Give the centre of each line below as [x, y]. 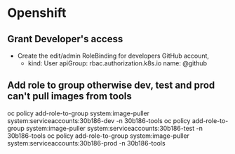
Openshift [37, 13]
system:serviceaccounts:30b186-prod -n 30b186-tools [87, 143]
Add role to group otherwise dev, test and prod [111, 85]
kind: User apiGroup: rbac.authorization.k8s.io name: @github [117, 63]
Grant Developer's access [65, 39]
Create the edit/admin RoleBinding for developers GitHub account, [113, 56]
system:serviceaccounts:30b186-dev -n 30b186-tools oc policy [99, 120]
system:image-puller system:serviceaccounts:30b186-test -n [114, 128]
